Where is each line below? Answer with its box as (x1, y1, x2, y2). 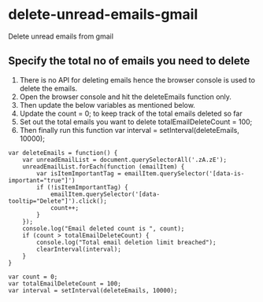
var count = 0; (8, 273, 58, 281)
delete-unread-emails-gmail (8, 6, 198, 24)
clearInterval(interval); (36, 245, 122, 253)
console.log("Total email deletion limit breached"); (36, 238, 217, 246)
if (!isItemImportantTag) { (36, 183, 128, 191)
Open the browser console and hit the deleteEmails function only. (19, 92, 232, 101)
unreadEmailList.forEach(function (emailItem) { (22, 163, 185, 171)
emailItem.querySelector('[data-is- (124, 169, 245, 178)
